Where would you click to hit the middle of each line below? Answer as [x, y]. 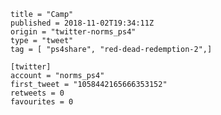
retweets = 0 [37, 93]
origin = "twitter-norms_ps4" [73, 32]
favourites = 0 [42, 102]
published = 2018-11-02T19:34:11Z [82, 23]
